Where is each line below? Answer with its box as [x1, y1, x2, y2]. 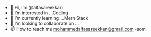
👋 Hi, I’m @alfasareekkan [10, 5, 63, 10]
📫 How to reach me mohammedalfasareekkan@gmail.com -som [10, 26, 146, 32]
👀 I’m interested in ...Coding [10, 10, 68, 16]
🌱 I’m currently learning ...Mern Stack [10, 15, 88, 21]
